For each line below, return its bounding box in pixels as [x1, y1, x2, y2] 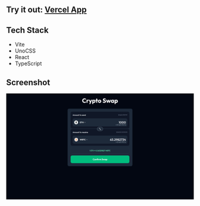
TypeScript [14, 60, 42, 67]
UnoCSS [14, 47, 36, 54]
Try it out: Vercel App [6, 5, 87, 15]
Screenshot [6, 77, 51, 87]
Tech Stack [6, 25, 49, 35]
